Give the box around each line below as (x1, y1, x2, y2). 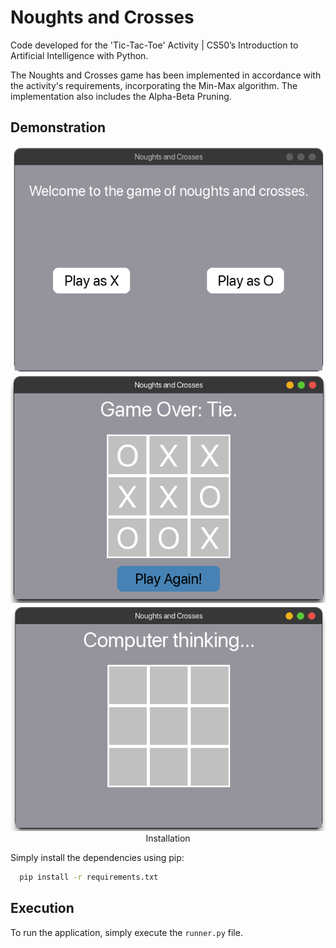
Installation (145, 832, 191, 845)
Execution (10, 900, 75, 917)
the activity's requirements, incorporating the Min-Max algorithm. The (10, 79, 298, 91)
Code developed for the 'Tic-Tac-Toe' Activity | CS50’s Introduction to (10, 39, 299, 51)
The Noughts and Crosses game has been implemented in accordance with (10, 69, 322, 81)
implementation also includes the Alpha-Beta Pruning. (10, 90, 232, 102)
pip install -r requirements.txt (19, 872, 159, 883)
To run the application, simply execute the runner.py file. (10, 926, 243, 938)
